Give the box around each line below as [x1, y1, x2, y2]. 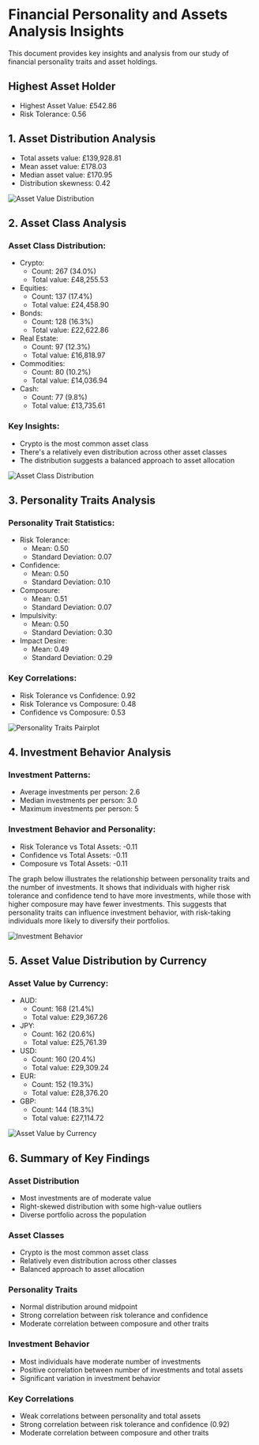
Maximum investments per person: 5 [19, 804, 140, 813]
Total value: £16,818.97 [31, 350, 106, 360]
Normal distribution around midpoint [19, 1302, 138, 1311]
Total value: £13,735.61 [31, 401, 105, 410]
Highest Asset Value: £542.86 [19, 100, 117, 110]
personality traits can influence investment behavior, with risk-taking [8, 907, 231, 917]
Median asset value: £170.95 [19, 170, 113, 179]
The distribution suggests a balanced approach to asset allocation [19, 455, 235, 465]
